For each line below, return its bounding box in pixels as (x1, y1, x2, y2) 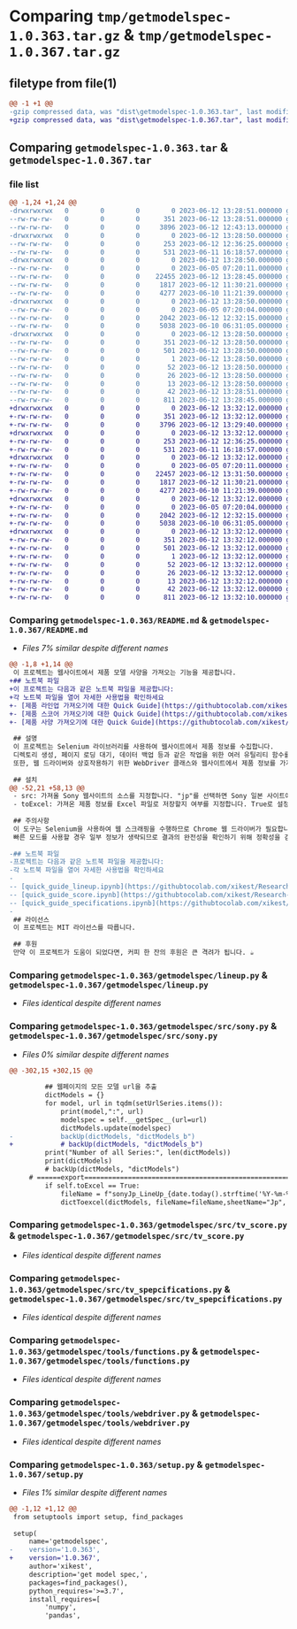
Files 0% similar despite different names (21, 1049, 170, 1059)
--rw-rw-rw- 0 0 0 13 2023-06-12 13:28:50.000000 (9, 379, 283, 388)
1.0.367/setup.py (9, 1469, 84, 1479)
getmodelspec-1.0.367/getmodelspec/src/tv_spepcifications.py (9, 1294, 283, 1304)
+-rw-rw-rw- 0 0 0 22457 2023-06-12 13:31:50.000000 (9, 470, 283, 479)
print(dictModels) (44, 1156, 113, 1165)
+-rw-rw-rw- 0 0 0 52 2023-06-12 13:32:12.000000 (9, 560, 283, 569)
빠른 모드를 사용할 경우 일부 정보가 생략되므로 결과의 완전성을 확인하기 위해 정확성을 (12, 833, 281, 841)
